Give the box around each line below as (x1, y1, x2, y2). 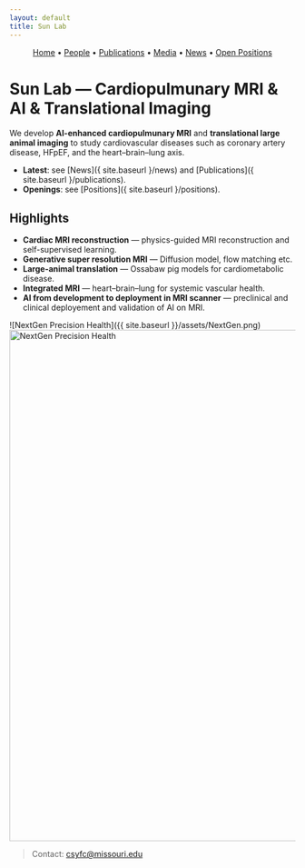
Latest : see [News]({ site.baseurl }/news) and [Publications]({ (22, 165, 254, 175)
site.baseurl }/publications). (22, 175, 126, 185)
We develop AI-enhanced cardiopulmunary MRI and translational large (9, 128, 280, 139)
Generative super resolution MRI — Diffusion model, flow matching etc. (22, 254, 293, 264)
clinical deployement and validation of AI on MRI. (22, 302, 206, 314)
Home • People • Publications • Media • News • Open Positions (33, 46, 272, 57)
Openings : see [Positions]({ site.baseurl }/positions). (22, 184, 221, 195)
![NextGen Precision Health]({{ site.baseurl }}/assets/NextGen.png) (9, 320, 261, 331)
